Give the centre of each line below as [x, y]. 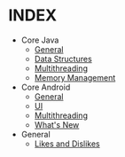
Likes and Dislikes [67, 144]
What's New [57, 124]
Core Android [46, 87]
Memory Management [75, 77]
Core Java [40, 40]
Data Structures [63, 59]
